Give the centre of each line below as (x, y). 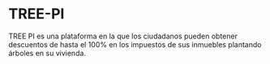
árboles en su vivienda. (47, 53)
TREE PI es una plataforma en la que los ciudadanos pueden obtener (123, 36)
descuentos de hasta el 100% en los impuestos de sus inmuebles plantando (135, 44)
